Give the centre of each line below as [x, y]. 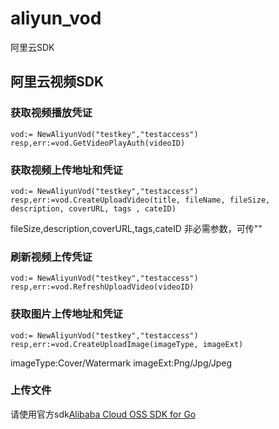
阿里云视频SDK [57, 82]
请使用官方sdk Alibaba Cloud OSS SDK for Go [103, 414]
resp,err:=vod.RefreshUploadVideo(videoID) [102, 287]
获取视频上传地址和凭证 [66, 170]
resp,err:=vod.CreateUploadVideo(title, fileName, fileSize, [140, 200]
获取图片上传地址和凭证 [66, 314]
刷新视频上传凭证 [51, 257]
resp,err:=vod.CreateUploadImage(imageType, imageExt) [127, 344]
